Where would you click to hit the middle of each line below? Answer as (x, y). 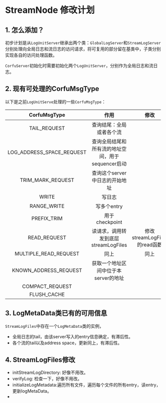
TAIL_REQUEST (47, 128)
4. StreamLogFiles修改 (40, 360)
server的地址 (109, 278)
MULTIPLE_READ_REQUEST (47, 254)
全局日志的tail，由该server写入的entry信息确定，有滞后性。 (73, 336)
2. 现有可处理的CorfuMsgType (52, 89)
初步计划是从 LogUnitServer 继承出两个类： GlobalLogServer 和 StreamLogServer (83, 43)
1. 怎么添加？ (25, 30)
